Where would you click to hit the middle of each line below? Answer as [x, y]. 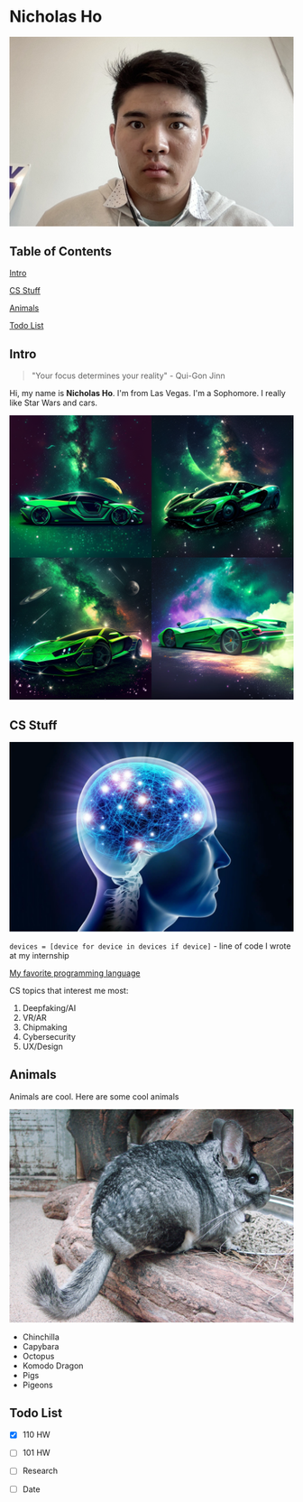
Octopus [38, 1356]
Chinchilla [41, 1337]
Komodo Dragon [53, 1366]
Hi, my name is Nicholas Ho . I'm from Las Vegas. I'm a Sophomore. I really [147, 394]
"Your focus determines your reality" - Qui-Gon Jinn [128, 375]
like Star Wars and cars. [53, 403]
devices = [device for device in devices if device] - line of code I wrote [150, 946]
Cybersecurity [49, 1036]
